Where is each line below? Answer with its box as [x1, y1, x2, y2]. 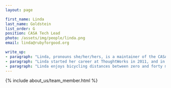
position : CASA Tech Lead [5, 31, 60, 36]
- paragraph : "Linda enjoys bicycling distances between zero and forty [5, 64, 163, 69]
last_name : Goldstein [5, 21, 51, 26]
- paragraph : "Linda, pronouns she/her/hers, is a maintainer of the [5, 54, 156, 59]
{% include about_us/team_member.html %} [5, 77, 98, 84]
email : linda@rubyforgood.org [5, 40, 70, 46]
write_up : [5, 49, 26, 54]
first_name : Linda [5, 16, 44, 22]
